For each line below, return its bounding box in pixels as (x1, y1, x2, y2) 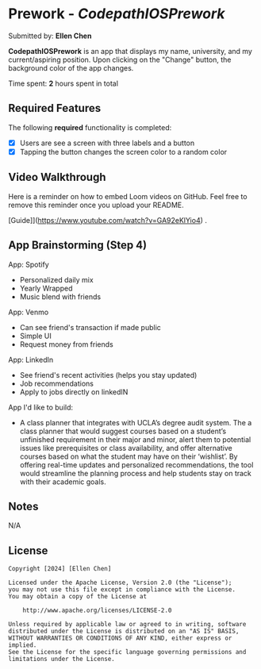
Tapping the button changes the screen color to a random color (19, 147, 228, 156)
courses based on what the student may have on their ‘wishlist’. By (19, 452, 238, 461)
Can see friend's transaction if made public (19, 322, 161, 332)
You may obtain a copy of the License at (8, 593, 148, 601)
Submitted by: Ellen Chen (8, 31, 92, 40)
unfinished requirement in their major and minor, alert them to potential (19, 434, 251, 444)
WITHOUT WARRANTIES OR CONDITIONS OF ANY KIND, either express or (8, 634, 232, 643)
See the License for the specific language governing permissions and (8, 648, 247, 656)
